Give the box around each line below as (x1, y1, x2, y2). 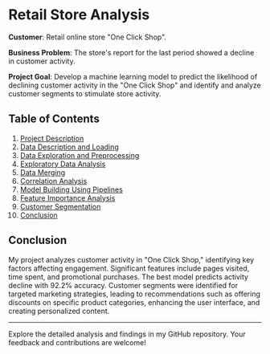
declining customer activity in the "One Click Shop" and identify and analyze (8, 80, 261, 90)
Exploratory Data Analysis (19, 159, 106, 169)
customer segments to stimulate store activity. (8, 88, 162, 98)
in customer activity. (8, 56, 76, 66)
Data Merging (19, 167, 66, 177)
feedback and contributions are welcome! (8, 337, 146, 347)
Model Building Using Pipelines (19, 185, 123, 194)
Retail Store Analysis (8, 6, 150, 24)
